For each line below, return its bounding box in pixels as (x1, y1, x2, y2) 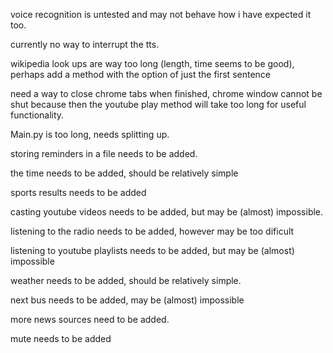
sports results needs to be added (10, 187, 147, 198)
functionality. (10, 109, 65, 121)
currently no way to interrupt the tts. (10, 39, 160, 50)
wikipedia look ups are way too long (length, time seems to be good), (10, 58, 295, 69)
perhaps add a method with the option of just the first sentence (10, 69, 271, 80)
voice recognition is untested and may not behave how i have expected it (10, 9, 312, 20)
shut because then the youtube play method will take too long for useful (10, 99, 307, 110)
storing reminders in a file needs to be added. (10, 148, 198, 159)
